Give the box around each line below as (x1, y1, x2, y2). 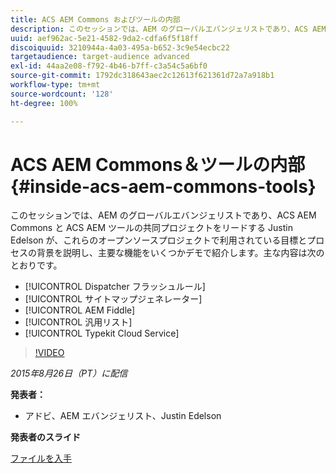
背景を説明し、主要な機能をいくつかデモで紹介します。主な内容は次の (36, 247, 325, 259)
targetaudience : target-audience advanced (10, 52, 190, 62)
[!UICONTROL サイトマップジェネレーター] (24, 293, 203, 305)
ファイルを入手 (10, 452, 72, 465)
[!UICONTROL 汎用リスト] (24, 316, 133, 328)
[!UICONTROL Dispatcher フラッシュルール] (24, 281, 206, 293)
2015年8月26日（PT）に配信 (10, 367, 128, 380)
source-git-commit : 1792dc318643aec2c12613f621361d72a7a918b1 (10, 71, 275, 81)
